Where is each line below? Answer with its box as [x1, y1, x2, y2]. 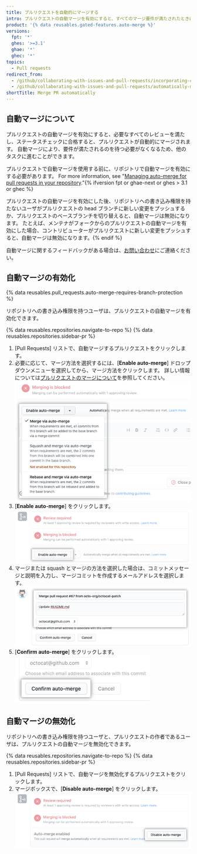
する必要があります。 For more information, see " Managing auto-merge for [6, 172, 187, 179]
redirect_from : [6, 71, 43, 78]
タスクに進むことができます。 [6, 153, 78, 160]
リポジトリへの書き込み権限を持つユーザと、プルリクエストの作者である [6, 733, 181, 740]
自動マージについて [6, 114, 75, 124]
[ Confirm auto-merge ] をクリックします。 [14, 648, 117, 655]
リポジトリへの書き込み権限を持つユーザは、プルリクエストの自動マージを [6, 307, 186, 314]
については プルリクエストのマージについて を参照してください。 [14, 374, 168, 381]
